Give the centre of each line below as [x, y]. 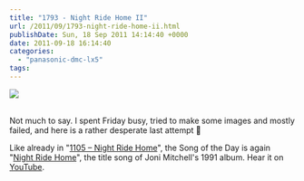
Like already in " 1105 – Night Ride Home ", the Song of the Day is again [140, 148]
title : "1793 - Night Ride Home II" [78, 18]
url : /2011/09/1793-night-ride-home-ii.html [95, 26]
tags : [20, 69]
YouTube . [27, 167]
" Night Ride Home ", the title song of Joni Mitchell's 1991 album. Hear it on [147, 157]
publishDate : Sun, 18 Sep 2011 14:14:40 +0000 [99, 34]
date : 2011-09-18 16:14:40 [60, 43]
